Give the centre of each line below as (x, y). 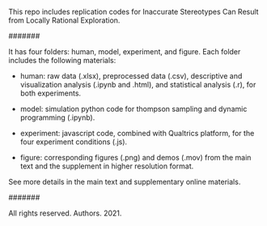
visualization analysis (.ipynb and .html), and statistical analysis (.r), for (138, 85)
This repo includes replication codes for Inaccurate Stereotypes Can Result (133, 12)
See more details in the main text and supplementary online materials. (125, 182)
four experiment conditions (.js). (74, 142)
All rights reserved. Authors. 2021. (65, 213)
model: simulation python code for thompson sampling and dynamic (133, 109)
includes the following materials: (62, 60)
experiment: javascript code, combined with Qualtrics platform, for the (137, 133)
